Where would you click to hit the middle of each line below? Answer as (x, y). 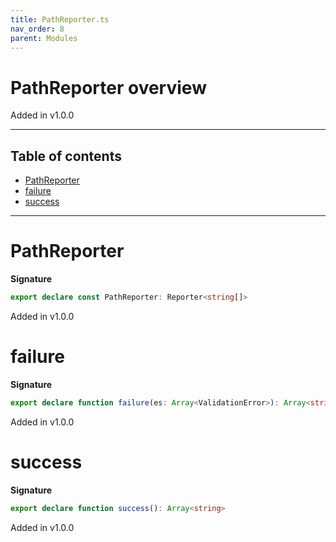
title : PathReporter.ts (60, 19)
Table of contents (66, 156)
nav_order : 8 (37, 29)
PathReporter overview (108, 87)
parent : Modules (44, 38)
